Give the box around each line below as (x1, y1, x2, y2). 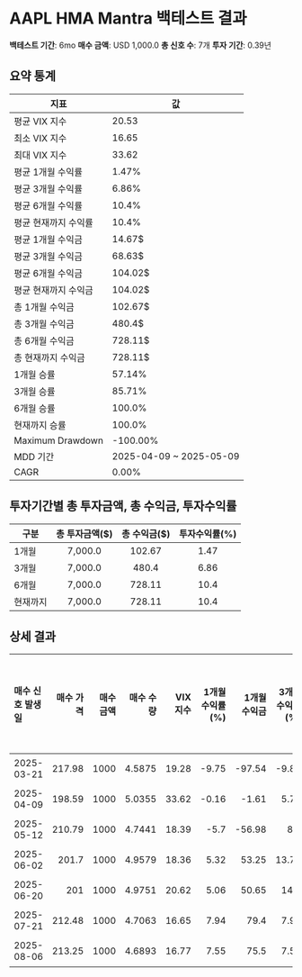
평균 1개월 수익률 (13, 166, 84, 178)
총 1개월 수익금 (13, 301, 75, 313)
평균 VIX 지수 (13, 114, 67, 127)
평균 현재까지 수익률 (13, 216, 94, 229)
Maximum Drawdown (13, 434, 103, 447)
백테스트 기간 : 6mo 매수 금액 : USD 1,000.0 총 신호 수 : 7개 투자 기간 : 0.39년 (9, 40, 272, 50)
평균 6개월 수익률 (13, 199, 84, 212)
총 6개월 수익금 (13, 334, 75, 347)
